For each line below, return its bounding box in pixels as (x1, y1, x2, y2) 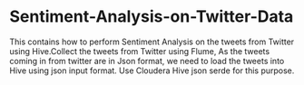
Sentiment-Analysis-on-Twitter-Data (9, 6, 294, 27)
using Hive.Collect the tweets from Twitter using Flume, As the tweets (9, 45, 270, 56)
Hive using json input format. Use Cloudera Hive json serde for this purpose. (9, 65, 295, 76)
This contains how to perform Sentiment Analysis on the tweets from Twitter (9, 36, 295, 47)
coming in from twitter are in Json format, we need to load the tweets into (9, 55, 285, 66)
